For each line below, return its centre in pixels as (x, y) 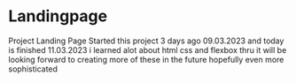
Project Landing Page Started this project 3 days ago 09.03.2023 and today (146, 41)
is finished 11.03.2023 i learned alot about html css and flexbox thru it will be (148, 49)
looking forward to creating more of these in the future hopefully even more (146, 59)
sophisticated (33, 69)
